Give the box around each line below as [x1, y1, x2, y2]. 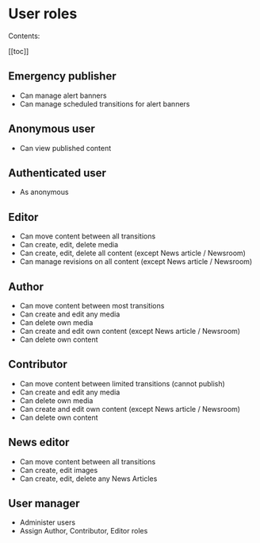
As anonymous [19, 188, 69, 197]
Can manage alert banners [19, 91, 107, 100]
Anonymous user [8, 122, 95, 136]
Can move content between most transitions [19, 301, 165, 310]
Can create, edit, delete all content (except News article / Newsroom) [19, 248, 246, 258]
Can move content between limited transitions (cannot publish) [19, 378, 226, 388]
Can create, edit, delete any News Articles [19, 474, 158, 483]
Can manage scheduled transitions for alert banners [19, 99, 190, 108]
